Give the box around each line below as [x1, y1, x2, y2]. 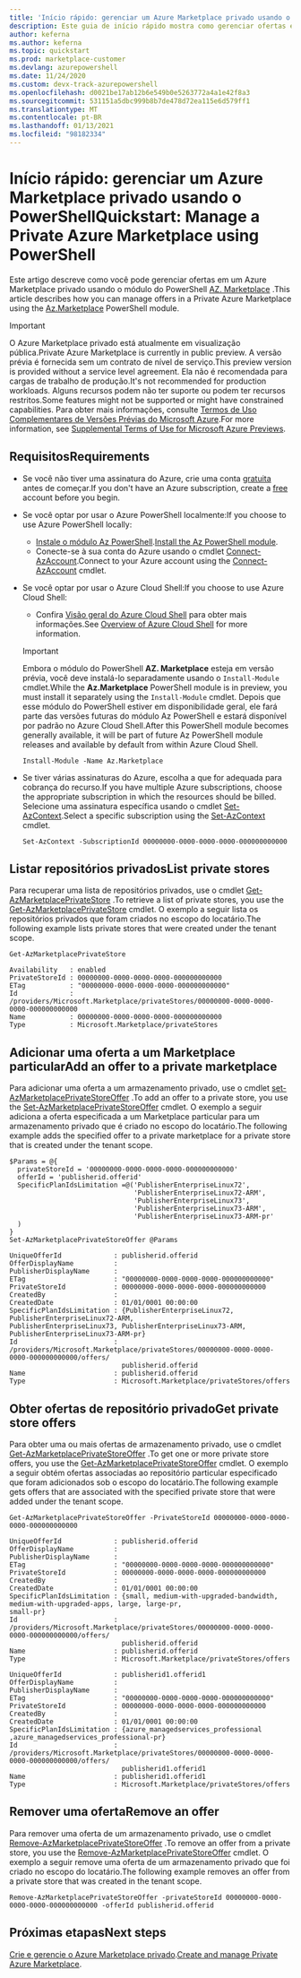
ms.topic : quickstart [9, 47, 90, 56]
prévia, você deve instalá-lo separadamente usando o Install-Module [21, 672, 279, 683]
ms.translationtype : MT [9, 105, 99, 114]
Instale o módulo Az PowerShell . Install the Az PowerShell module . [35, 536, 279, 547]
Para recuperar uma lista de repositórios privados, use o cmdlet [9, 885, 245, 896]
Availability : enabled [9, 965, 106, 975]
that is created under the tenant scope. [9, 1140, 153, 1151]
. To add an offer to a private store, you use [131, 1093, 288, 1103]
